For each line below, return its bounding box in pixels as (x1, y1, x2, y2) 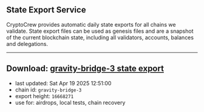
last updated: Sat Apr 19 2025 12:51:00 (15, 79, 112, 87)
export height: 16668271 (15, 92, 74, 99)
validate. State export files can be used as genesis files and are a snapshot (6, 27, 194, 35)
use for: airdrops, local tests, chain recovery (15, 99, 126, 106)
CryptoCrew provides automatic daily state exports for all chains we (6, 21, 176, 28)
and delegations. (6, 40, 49, 47)
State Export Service (6, 5, 86, 15)
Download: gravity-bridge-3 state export (6, 64, 164, 74)
